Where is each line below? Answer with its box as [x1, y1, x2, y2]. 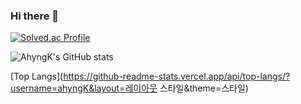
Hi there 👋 [10, 9, 60, 23]
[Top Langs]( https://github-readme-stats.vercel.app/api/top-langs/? [10, 70, 291, 83]
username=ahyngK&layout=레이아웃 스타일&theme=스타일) [10, 82, 249, 94]
